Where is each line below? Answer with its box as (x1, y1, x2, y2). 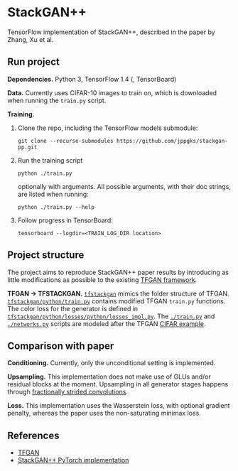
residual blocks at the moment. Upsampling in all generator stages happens (7, 380, 229, 389)
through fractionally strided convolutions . (7, 388, 129, 396)
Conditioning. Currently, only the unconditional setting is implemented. (7, 359, 216, 367)
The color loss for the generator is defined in (7, 304, 139, 313)
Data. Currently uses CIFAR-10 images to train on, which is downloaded (7, 88, 217, 97)
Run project (7, 56, 60, 68)
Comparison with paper (7, 340, 114, 352)
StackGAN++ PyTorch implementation (17, 456, 129, 465)
